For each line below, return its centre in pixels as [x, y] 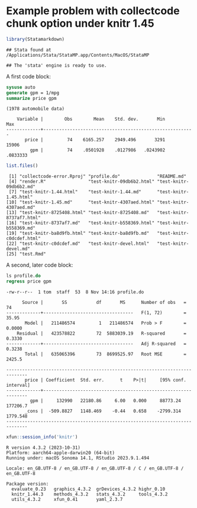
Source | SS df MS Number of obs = [104, 303]
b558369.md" [21, 228]
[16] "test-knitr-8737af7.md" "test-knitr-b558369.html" [80, 223]
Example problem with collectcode [93, 11]
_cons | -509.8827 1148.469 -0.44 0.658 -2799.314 [103, 411]
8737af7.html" [24, 218]
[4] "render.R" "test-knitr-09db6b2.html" [82, 182]
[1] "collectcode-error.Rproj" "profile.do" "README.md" [97, 177]
